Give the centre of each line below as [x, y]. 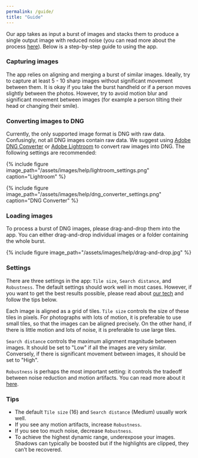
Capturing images [32, 61]
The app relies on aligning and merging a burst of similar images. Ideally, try [98, 74]
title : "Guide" [25, 17]
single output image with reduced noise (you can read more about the [91, 40]
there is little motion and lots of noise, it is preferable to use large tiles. [91, 330]
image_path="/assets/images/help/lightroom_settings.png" [78, 170]
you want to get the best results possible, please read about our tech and [95, 293]
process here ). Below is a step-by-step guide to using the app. [82, 46]
